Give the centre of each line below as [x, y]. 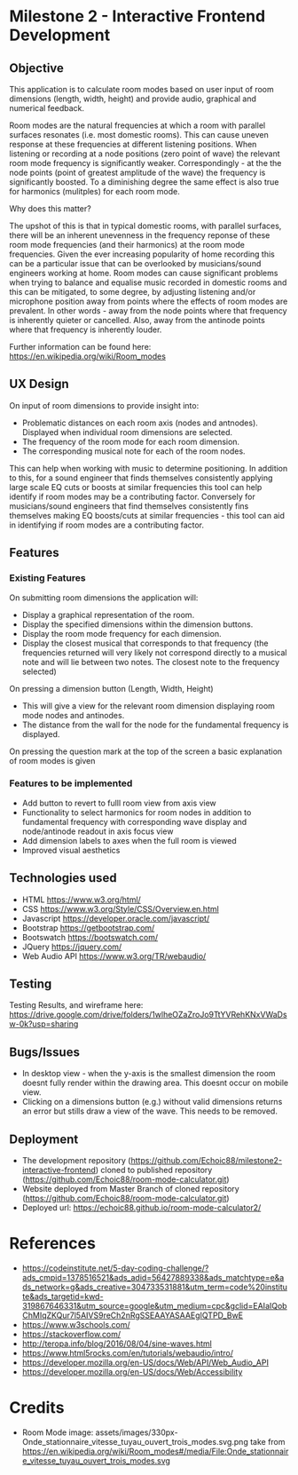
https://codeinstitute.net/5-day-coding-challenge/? [115, 1268]
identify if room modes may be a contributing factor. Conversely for [132, 496]
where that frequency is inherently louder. [86, 329]
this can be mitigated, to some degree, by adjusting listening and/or [133, 292]
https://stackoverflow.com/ [71, 1334]
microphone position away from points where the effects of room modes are [149, 301]
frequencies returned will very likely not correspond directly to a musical [154, 652]
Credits [37, 1408]
